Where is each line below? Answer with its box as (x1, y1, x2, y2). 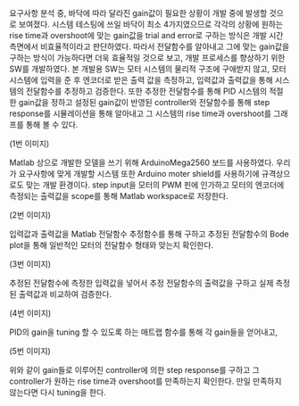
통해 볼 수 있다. (25, 120, 79, 129)
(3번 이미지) (9, 259, 52, 269)
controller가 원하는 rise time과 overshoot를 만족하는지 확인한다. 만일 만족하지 (9, 376, 282, 386)
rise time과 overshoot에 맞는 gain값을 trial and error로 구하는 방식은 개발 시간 (9, 30, 284, 40)
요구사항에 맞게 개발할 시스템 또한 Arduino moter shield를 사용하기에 (18, 169, 261, 178)
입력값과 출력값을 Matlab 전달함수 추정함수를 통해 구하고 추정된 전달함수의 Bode (9, 228, 290, 239)
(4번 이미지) (9, 308, 52, 319)
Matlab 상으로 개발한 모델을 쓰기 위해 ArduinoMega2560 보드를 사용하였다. (9, 157, 275, 168)
